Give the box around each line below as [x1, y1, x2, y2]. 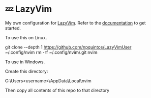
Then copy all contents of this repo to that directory [5, 87, 110, 93]
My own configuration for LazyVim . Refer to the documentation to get [5, 20, 146, 25]
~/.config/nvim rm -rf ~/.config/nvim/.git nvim [5, 49, 97, 55]
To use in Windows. [5, 59, 45, 65]
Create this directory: [5, 68, 48, 74]
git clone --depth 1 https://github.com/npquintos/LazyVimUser [5, 44, 132, 50]
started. [5, 25, 21, 31]
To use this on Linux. [5, 34, 47, 40]
